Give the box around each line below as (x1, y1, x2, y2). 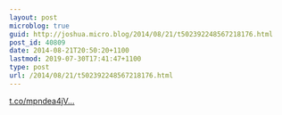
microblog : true (9, 21, 70, 30)
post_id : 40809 (9, 37, 66, 47)
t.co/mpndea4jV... (9, 95, 75, 106)
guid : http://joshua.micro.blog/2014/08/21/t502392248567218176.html (9, 29, 274, 38)
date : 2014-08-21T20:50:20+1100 (9, 46, 129, 55)
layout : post (9, 12, 58, 22)
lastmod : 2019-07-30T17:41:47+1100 (9, 54, 142, 63)
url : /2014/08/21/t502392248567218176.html (9, 71, 174, 80)
